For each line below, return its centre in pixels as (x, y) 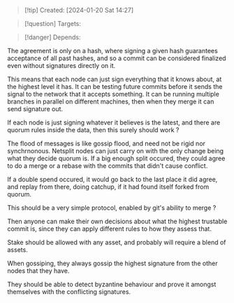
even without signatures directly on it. (61, 65)
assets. (17, 250)
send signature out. (35, 109)
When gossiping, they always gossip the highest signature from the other (112, 263)
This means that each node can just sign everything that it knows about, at (115, 79)
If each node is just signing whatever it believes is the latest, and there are (114, 122)
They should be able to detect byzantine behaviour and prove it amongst (112, 284)
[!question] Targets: (53, 23)
